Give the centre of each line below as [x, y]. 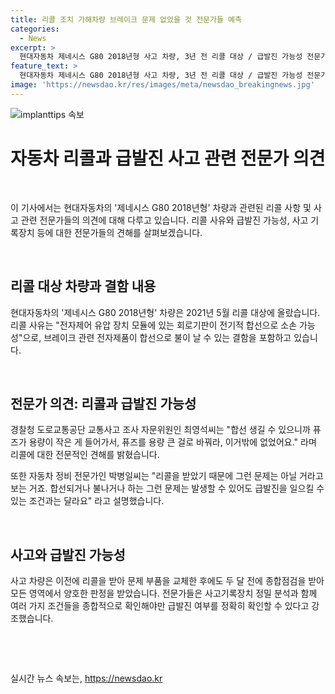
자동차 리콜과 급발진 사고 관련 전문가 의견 [168, 158]
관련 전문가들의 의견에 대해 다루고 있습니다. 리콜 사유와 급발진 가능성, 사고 [164, 220]
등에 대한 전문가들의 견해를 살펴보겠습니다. [119, 232]
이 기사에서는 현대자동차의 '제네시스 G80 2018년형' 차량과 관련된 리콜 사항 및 [161, 207]
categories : [35, 29]
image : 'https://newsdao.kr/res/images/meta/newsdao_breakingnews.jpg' [162, 85]
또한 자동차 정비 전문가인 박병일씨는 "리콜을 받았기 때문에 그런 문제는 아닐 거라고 [167, 476]
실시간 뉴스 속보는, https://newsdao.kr [86, 678]
